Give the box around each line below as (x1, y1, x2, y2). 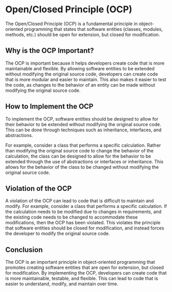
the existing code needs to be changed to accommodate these (5, 214, 138, 220)
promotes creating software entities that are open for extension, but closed (5, 264, 164, 270)
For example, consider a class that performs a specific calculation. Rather (5, 142, 161, 148)
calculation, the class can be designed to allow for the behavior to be (5, 153, 151, 159)
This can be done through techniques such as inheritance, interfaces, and (5, 127, 162, 133)
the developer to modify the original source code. (5, 230, 110, 237)
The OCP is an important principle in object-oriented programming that (5, 259, 155, 265)
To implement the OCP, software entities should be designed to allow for (5, 115, 159, 122)
